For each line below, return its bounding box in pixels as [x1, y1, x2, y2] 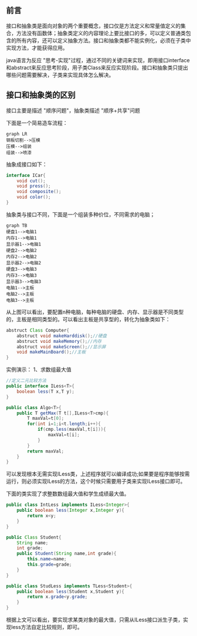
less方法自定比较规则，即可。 [11, 624, 83, 630]
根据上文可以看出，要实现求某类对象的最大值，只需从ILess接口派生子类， [6, 616, 184, 623]
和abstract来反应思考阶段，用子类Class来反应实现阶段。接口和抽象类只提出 [6, 64, 189, 71]
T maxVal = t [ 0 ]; [27, 416, 64, 421]
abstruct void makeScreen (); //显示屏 [16, 343, 106, 350]
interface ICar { [6, 172, 46, 178]
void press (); [16, 183, 51, 189]
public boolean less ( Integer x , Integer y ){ [16, 508, 125, 513]
